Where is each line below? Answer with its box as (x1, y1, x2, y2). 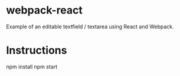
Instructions (6, 44, 67, 57)
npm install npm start (6, 63, 58, 70)
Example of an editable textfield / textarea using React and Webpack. (6, 23, 174, 30)
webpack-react (6, 4, 83, 17)
